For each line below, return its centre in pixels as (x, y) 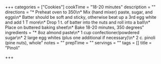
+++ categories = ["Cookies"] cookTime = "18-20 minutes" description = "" (80, 7)
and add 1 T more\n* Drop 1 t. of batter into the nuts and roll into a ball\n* (78, 22)
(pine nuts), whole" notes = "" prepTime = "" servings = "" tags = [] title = (78, 43)
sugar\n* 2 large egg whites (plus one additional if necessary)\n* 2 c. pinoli (80, 38)
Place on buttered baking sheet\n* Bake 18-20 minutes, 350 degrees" (75, 27)
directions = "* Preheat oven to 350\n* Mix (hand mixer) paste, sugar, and (79, 12)
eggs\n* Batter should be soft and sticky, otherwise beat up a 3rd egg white (81, 17)
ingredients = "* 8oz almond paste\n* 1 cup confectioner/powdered (72, 32)
